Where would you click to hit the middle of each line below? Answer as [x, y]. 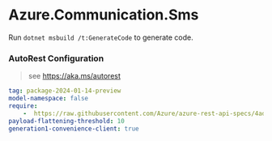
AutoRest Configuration [56, 58]
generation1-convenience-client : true [74, 128]
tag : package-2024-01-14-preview [65, 91]
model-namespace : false [49, 99]
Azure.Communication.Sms [104, 15]
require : [23, 106]
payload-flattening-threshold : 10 [67, 121]
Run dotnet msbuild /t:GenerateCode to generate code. [101, 37]
